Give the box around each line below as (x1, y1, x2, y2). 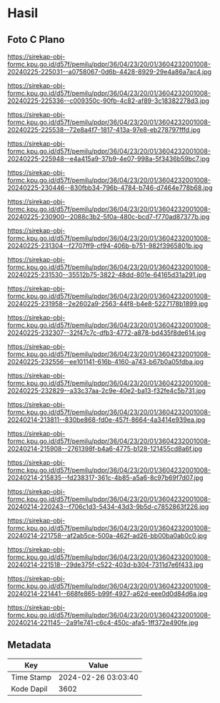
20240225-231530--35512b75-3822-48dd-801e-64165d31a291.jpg (7, 270, 207, 279)
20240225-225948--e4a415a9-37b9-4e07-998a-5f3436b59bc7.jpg (7, 155, 210, 163)
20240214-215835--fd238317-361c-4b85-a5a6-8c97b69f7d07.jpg (7, 473, 204, 482)
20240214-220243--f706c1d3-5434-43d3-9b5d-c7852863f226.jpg (7, 502, 209, 511)
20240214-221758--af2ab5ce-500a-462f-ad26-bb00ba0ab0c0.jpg (7, 532, 207, 540)
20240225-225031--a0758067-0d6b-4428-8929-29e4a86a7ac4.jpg (7, 68, 212, 76)
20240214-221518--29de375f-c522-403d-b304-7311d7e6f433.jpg (7, 560, 204, 569)
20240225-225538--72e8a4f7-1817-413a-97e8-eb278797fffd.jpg (7, 126, 201, 133)
